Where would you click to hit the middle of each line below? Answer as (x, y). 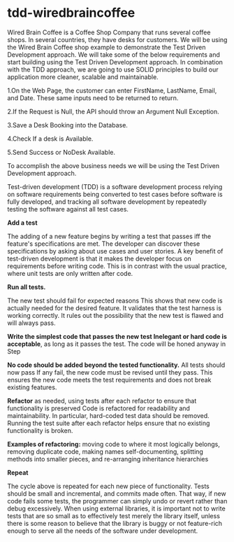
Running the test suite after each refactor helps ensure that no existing (109, 423)
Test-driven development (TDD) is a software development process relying (115, 186)
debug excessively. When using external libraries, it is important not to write (116, 508)
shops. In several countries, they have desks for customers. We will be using (117, 39)
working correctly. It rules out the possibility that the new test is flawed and (115, 315)
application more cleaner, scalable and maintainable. (83, 77)
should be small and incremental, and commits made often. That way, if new (117, 493)
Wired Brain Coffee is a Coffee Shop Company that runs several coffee (109, 32)
